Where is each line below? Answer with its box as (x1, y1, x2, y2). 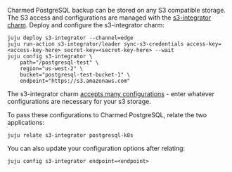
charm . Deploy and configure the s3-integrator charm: (7, 21, 165, 29)
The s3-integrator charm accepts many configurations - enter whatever (7, 90, 214, 98)
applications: (7, 119, 44, 126)
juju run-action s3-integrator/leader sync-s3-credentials (7, 41, 184, 48)
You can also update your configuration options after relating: (7, 144, 185, 152)
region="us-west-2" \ (20, 65, 83, 72)
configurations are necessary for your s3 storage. (7, 98, 151, 105)
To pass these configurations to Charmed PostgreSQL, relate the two (7, 111, 207, 119)
